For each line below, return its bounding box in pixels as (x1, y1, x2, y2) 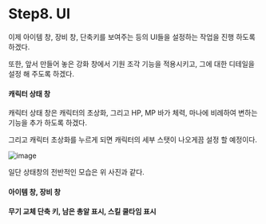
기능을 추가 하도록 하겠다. (8, 118, 88, 128)
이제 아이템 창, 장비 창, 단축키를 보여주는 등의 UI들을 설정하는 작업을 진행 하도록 (8, 32, 256, 41)
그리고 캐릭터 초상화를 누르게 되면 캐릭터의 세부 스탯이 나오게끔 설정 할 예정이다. (8, 135, 258, 144)
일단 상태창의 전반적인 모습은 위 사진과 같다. (8, 167, 145, 177)
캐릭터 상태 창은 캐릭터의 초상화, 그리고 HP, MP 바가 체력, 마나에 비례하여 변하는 (8, 108, 258, 118)
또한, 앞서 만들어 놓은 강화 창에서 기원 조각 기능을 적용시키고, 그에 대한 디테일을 (8, 59, 256, 69)
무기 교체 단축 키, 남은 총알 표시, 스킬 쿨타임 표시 (8, 206, 157, 216)
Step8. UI (8, 5, 70, 23)
